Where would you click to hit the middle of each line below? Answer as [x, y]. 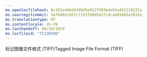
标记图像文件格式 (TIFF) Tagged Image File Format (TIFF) [64, 49]
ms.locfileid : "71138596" [33, 34]
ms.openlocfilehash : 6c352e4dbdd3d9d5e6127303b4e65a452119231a [74, 10]
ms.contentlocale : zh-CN [32, 24]
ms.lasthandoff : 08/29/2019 [35, 29]
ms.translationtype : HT [31, 19]
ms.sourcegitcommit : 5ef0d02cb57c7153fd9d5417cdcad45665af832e [74, 15]
